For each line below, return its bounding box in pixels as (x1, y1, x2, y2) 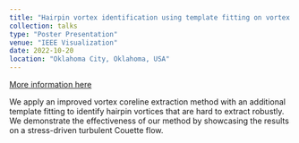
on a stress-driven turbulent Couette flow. (9, 125, 164, 135)
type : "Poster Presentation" (9, 29, 118, 38)
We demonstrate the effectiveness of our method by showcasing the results (9, 115, 289, 126)
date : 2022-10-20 (9, 46, 74, 55)
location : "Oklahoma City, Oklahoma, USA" (9, 55, 170, 63)
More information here (9, 80, 92, 89)
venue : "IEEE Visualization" (9, 38, 118, 47)
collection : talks (9, 21, 78, 30)
